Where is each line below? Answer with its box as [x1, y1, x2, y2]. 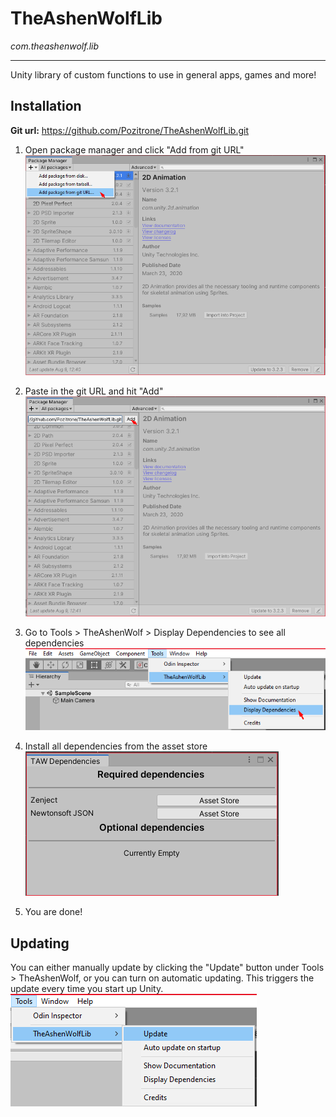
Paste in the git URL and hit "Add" [24, 385, 164, 397]
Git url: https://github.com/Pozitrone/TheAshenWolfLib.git [10, 124, 249, 136]
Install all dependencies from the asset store [24, 740, 208, 752]
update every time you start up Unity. [10, 983, 164, 995]
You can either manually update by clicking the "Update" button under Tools [10, 962, 325, 974]
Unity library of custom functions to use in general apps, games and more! [10, 68, 317, 81]
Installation [10, 98, 82, 115]
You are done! [24, 906, 83, 918]
